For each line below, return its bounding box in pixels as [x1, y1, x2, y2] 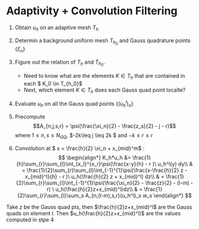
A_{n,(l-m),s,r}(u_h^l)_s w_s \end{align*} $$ [85, 192, 192, 199]
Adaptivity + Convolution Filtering [6, 4, 178, 18]
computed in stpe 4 [6, 216, 54, 223]
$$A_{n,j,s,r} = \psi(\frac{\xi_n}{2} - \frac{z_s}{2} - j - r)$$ [32, 122, 176, 129]
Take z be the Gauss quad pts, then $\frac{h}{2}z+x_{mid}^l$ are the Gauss [6, 203, 192, 211]
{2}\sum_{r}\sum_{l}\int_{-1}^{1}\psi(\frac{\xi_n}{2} [15, 179, 140, 186]
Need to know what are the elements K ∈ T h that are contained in [23, 72, 185, 81]
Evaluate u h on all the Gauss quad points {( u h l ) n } [14, 99, 134, 108]
